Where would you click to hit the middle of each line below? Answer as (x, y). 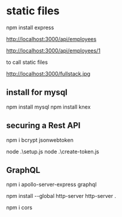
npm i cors (19, 207)
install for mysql (37, 93)
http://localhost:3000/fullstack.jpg (48, 73)
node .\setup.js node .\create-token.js (53, 151)
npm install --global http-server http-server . (61, 196)
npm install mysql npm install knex (48, 107)
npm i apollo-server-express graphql (51, 185)
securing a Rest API (43, 125)
